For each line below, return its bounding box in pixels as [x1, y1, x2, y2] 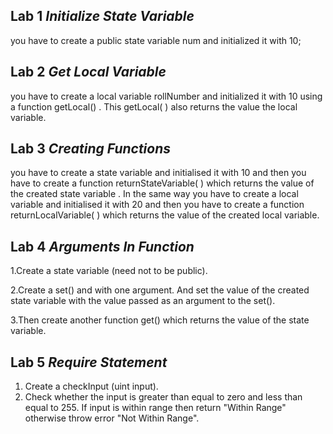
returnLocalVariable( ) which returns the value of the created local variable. [10, 209, 320, 221]
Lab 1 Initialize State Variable [10, 8, 195, 25]
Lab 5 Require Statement [10, 354, 168, 371]
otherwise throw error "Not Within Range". [24, 412, 200, 424]
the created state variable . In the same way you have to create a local [10, 188, 299, 200]
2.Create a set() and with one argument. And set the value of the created [10, 284, 310, 296]
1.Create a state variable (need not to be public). [10, 265, 208, 277]
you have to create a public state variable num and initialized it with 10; [10, 34, 302, 46]
